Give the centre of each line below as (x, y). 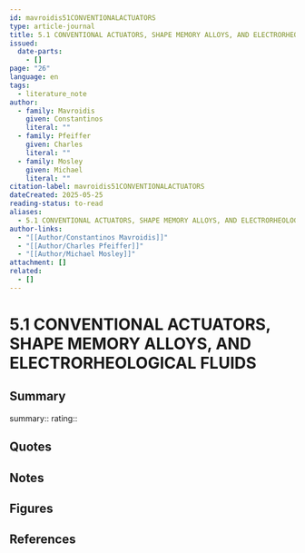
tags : (20, 85)
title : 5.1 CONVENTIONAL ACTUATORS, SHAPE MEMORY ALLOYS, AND (129, 35)
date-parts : (40, 52)
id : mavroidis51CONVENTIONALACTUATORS (83, 18)
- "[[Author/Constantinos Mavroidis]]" (93, 237)
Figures (31, 508)
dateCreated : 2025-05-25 (56, 195)
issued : (24, 43)
